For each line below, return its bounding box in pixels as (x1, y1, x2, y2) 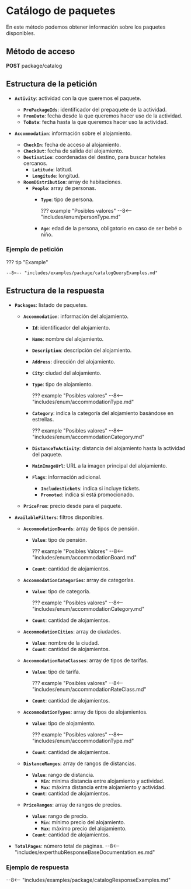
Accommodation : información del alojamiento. (23, 313, 129, 320)
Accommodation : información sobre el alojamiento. (14, 130, 133, 137)
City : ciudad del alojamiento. (32, 369, 102, 376)
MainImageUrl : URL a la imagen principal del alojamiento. (32, 462, 168, 469)
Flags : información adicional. (32, 473, 102, 480)
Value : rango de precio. (32, 812, 88, 819)
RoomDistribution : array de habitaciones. (23, 178, 123, 185)
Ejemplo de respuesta (6, 863, 69, 871)
